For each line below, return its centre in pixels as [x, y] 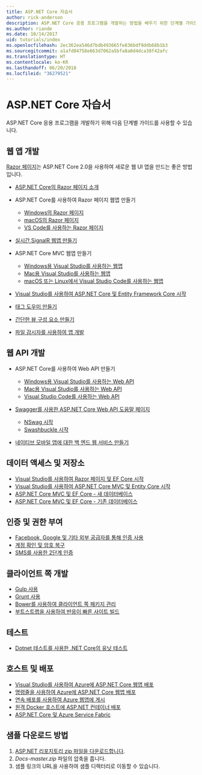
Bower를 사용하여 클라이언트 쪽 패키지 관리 [65, 604]
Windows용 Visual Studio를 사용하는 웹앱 [73, 266]
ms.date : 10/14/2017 [32, 34]
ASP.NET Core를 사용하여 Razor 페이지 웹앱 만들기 [75, 200]
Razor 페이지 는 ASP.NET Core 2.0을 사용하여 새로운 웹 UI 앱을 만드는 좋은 [94, 167]
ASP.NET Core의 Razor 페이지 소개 [57, 187]
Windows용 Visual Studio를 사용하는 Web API [79, 381]
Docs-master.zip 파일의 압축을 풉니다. [60, 758]
